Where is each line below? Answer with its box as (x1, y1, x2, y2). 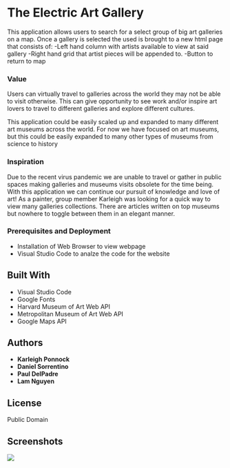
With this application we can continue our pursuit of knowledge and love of (7, 187, 220, 196)
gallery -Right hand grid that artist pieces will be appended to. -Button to (7, 50, 213, 58)
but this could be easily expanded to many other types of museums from (7, 132, 213, 141)
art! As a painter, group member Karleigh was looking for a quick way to (7, 194, 211, 203)
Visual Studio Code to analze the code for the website (17, 250, 170, 258)
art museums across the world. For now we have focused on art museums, (7, 125, 219, 134)
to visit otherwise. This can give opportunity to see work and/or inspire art (7, 97, 218, 105)
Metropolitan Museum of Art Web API (17, 309, 124, 318)
